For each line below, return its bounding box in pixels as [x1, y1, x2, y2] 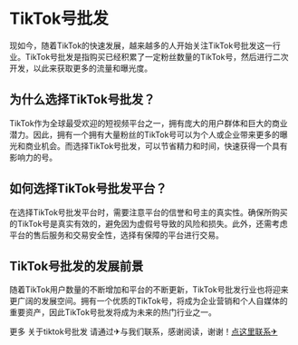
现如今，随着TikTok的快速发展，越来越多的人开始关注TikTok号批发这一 [9, 40, 274, 51]
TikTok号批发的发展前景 [9, 258, 144, 273]
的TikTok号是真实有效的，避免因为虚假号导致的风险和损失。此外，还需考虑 [9, 218, 288, 229]
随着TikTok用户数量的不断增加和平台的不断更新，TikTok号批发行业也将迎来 [9, 284, 289, 295]
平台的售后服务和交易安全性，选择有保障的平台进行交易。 [9, 229, 224, 241]
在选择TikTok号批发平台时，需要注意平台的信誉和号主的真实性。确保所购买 [9, 206, 288, 218]
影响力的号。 [9, 152, 57, 163]
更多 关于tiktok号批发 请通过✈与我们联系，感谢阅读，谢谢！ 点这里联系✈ [9, 326, 278, 337]
